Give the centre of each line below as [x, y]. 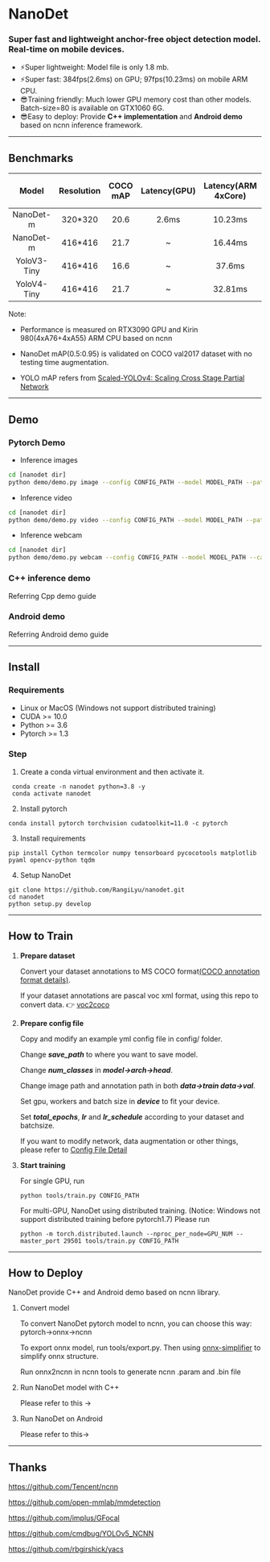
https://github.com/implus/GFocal [64, 1518]
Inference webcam [51, 535]
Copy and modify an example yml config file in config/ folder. [121, 1039]
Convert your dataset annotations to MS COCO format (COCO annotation [140, 971]
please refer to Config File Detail [74, 1149]
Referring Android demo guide [59, 634]
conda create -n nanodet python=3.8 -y [79, 787]
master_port [40, 1241]
